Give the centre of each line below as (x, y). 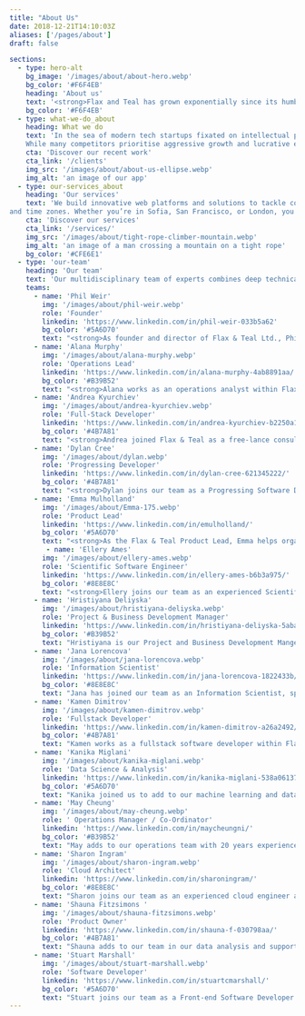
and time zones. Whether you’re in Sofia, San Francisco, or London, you (152, 212)
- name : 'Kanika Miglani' (82, 752)
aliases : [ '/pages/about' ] (60, 35)
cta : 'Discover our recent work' (89, 153)
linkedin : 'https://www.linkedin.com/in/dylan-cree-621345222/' (166, 473)
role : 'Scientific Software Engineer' (115, 566)
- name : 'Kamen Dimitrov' (82, 702)
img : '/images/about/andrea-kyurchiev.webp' (128, 406)
